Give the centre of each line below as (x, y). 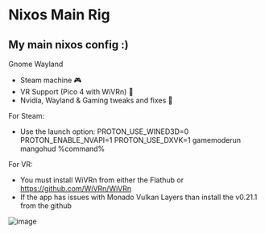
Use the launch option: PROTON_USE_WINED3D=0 (104, 132)
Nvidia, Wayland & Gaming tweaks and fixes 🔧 (96, 100)
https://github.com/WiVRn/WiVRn (76, 188)
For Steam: (27, 116)
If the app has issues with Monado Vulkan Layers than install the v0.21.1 (139, 197)
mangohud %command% (62, 148)
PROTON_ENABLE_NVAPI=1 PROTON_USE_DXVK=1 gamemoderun (130, 140)
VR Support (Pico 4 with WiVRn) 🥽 (77, 92)
